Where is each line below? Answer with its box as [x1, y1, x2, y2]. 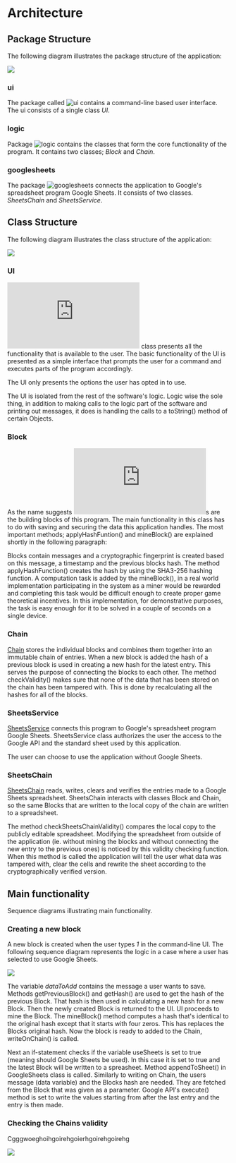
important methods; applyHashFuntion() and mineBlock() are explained [7, 531, 213, 539]
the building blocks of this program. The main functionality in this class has [7, 515, 225, 524]
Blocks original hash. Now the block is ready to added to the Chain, [7, 1027, 202, 1035]
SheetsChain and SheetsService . [7, 195, 103, 204]
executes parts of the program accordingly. [7, 365, 133, 373]
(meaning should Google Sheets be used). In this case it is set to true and [7, 1056, 221, 1064]
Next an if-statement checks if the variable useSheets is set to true [7, 1048, 201, 1056]
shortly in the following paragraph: [7, 538, 107, 546]
